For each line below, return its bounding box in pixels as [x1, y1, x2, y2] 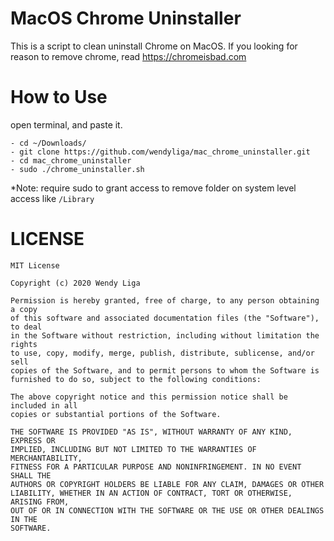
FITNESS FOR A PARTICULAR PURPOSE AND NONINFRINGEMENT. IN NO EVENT [10, 462, 302, 472]
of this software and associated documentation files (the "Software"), [10, 313, 320, 323]
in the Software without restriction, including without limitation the [10, 330, 320, 341]
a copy [10, 304, 38, 314]
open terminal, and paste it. [10, 118, 123, 131]
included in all [10, 400, 78, 411]
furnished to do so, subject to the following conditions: [10, 374, 262, 384]
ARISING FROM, [10, 497, 70, 507]
